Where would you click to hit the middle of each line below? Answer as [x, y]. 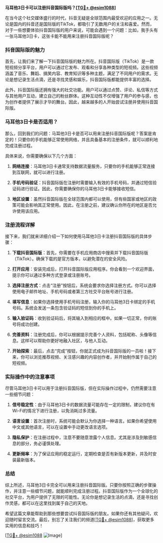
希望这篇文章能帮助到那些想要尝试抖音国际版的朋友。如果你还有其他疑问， [79, 513]
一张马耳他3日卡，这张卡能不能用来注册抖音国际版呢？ [59, 36]
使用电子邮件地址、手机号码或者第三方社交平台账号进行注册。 [74, 291]
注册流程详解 [20, 225]
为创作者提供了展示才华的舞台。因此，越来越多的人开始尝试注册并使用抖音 [79, 102]
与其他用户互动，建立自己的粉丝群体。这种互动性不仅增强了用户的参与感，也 [81, 96]
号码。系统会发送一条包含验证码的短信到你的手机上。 [65, 308]
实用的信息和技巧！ [24, 526]
